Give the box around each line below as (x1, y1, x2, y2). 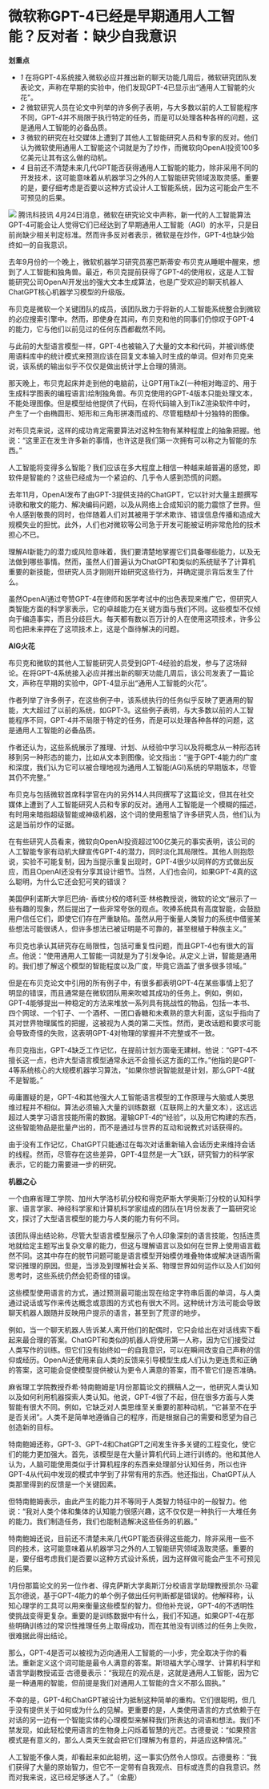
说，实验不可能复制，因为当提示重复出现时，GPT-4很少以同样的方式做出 (8, 856, 247, 866)
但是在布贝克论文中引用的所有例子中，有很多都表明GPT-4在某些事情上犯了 (8, 978, 255, 988)
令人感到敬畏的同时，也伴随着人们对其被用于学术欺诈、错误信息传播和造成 (8, 509, 254, 519)
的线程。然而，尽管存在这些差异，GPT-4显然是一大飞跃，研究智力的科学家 (8, 1149, 255, 1159)
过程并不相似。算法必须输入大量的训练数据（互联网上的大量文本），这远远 (14, 1102, 258, 1112)
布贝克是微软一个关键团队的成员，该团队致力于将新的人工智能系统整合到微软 (8, 304, 261, 314)
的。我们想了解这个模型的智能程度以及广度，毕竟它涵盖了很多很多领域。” (8, 960, 247, 971)
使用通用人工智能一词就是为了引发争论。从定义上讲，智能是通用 (46, 951, 258, 960)
